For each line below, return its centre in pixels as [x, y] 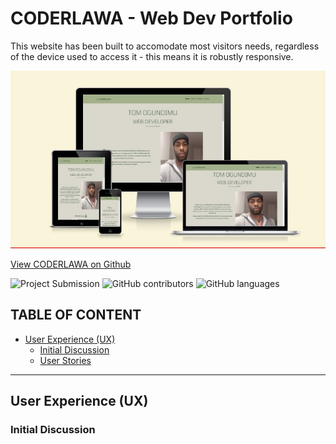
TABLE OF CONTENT [76, 315]
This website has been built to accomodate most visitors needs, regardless [165, 46]
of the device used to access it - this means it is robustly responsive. [152, 56]
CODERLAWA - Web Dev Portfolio [151, 18]
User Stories [65, 360]
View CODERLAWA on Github [71, 264]
